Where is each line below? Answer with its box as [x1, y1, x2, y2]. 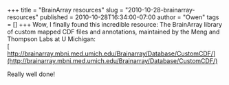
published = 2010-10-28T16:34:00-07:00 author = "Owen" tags [40, 13, 219, 21]
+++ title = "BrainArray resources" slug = [7, 6, 124, 14]
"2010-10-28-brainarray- [124, 6, 195, 14]
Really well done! [7, 70, 56, 78]
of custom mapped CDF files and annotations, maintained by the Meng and [7, 27, 220, 36]
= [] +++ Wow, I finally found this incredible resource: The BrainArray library [7, 21, 222, 28]
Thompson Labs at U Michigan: [7, 35, 96, 43]
